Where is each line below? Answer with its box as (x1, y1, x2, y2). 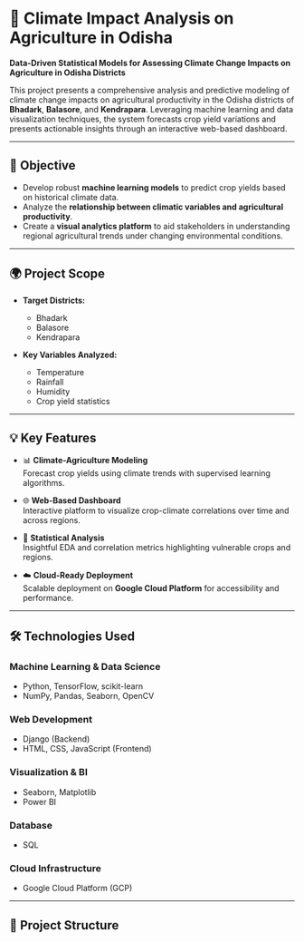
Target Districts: (22, 295, 86, 306)
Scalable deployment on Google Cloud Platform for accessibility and (22, 583, 280, 594)
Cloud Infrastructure (9, 861, 101, 874)
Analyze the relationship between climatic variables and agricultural (22, 201, 283, 212)
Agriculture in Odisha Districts (9, 67, 127, 78)
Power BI (22, 796, 57, 807)
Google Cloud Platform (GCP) (22, 883, 133, 894)
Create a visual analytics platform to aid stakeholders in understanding (22, 220, 290, 231)
